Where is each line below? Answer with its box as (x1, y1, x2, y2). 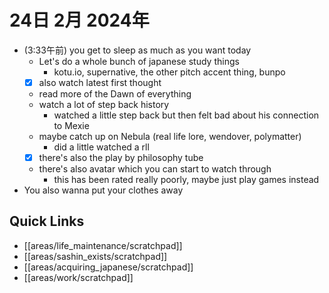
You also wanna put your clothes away (23, 184, 184, 196)
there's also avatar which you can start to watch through (38, 163, 272, 175)
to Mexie (53, 120, 90, 131)
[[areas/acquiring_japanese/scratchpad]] (23, 261, 194, 273)
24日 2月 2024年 (9, 9, 150, 32)
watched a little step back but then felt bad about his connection (53, 109, 320, 121)
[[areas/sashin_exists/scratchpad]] (23, 250, 168, 262)
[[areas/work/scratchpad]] (23, 271, 134, 283)
